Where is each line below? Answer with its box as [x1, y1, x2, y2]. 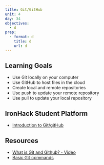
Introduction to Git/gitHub [12, 123, 64, 128]
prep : [5, 30, 16, 35]
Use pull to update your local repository [12, 95, 92, 101]
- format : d [9, 35, 34, 40]
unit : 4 [5, 12, 21, 17]
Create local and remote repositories [12, 85, 86, 91]
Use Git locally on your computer [12, 74, 79, 81]
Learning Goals [5, 62, 53, 70]
